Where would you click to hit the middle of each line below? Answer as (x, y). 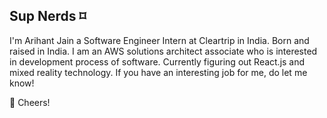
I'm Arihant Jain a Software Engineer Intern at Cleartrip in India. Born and (159, 40)
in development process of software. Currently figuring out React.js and (157, 61)
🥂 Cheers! (30, 102)
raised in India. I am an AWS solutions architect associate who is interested (163, 51)
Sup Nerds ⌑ (48, 16)
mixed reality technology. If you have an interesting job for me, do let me (158, 72)
